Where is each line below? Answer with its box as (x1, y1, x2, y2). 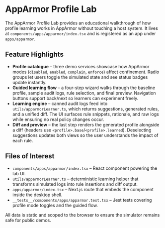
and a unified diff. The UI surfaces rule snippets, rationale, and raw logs (12, 111, 159, 117)
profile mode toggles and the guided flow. (12, 202, 98, 208)
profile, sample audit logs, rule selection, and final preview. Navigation (12, 90, 156, 96)
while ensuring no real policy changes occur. (12, 116, 104, 122)
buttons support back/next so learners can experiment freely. (12, 95, 139, 101)
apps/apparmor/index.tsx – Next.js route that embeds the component (12, 186, 154, 192)
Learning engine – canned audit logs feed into (12, 101, 108, 107)
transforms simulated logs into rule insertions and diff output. (12, 181, 138, 187)
